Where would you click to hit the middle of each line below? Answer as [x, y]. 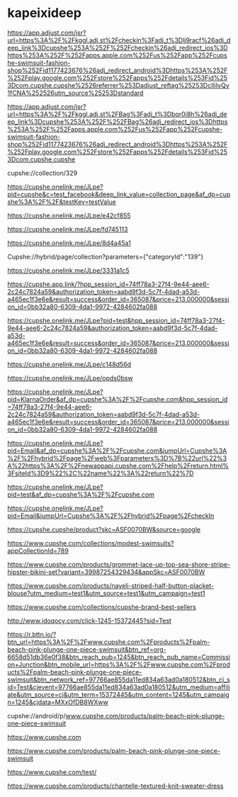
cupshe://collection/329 [42, 173]
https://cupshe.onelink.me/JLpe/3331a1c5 [68, 270]
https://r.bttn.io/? [32, 634]
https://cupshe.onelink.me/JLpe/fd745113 [68, 229]
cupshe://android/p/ [36, 716]
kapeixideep [44, 13]
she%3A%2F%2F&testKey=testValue [62, 202]
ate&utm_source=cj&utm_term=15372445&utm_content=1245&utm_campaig [118, 694]
